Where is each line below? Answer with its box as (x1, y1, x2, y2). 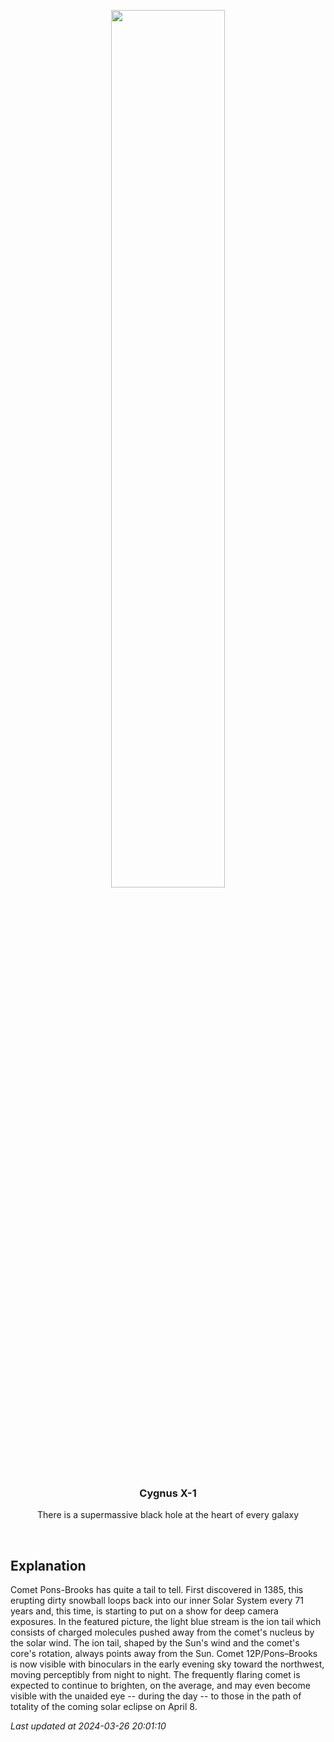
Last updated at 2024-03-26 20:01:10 (10, 1720, 167, 1732)
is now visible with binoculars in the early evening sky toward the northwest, (10, 1658, 325, 1670)
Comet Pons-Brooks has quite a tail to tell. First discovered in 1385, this (10, 1584, 304, 1596)
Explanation (10, 1557, 87, 1574)
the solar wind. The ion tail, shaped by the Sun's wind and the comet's (10, 1637, 300, 1649)
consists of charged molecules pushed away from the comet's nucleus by (10, 1626, 315, 1639)
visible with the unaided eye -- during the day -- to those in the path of (10, 1690, 302, 1702)
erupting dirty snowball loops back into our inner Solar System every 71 (10, 1595, 305, 1607)
